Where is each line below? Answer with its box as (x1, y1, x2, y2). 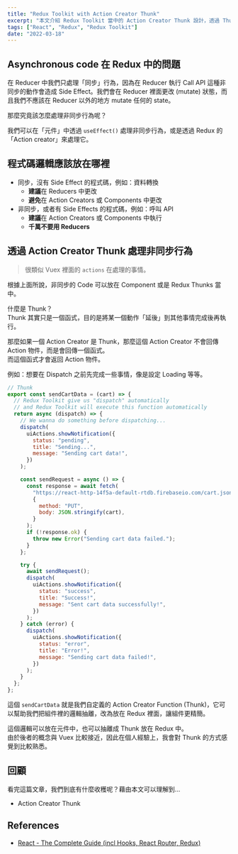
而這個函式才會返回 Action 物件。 (7, 355, 105, 363)
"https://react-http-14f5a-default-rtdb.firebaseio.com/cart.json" (33, 489, 236, 497)
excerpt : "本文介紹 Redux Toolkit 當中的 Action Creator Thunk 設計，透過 (7, 17, 220, 24)
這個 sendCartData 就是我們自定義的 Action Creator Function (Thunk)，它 (7, 700, 220, 709)
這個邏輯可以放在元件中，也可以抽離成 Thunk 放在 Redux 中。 (7, 724, 188, 733)
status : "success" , (38, 588, 97, 595)
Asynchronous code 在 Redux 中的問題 (7, 58, 181, 70)
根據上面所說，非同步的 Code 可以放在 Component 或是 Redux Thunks (7, 280, 214, 289)
